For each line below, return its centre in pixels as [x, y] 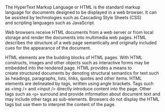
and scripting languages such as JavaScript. [50, 23]
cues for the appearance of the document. [48, 48]
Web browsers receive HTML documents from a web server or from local [79, 32]
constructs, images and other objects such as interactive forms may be [77, 63]
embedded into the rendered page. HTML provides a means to [68, 68]
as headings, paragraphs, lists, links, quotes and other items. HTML [73, 78]
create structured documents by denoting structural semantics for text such [82, 73]
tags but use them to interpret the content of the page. [60, 104]
